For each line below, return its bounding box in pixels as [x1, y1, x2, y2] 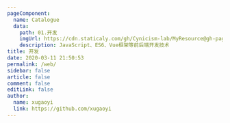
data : [13, 23, 29, 29]
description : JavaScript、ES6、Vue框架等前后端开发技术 [19, 42, 170, 49]
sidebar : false [7, 67, 51, 74]
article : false [7, 73, 51, 81]
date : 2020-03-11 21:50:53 [7, 55, 84, 61]
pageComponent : [7, 10, 51, 17]
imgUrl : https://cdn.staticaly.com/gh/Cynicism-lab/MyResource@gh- [19, 36, 216, 42]
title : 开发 [7, 49, 39, 55]
